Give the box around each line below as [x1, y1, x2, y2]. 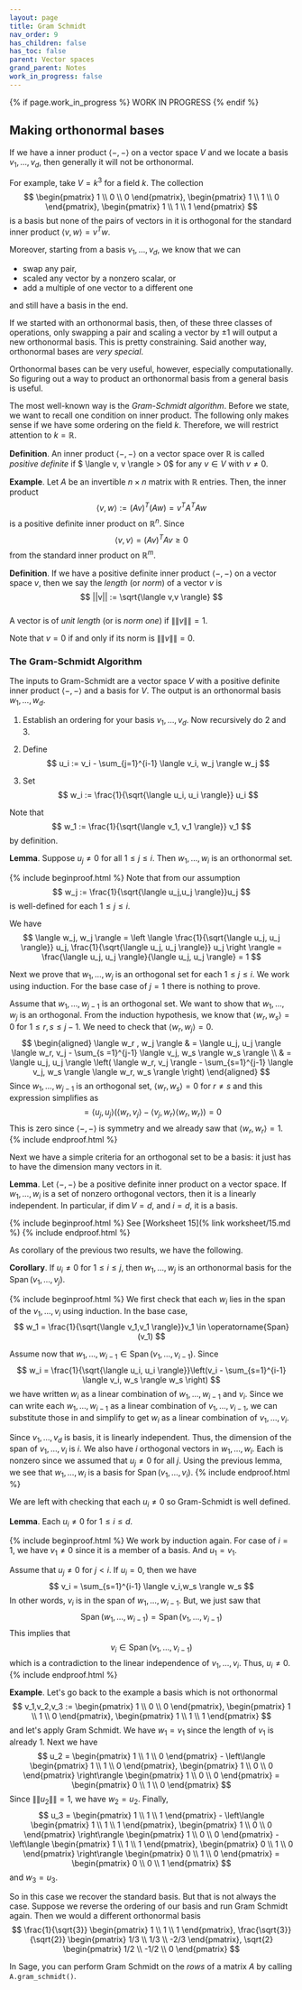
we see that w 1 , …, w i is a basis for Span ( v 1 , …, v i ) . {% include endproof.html [9, 1467, 290, 1480]
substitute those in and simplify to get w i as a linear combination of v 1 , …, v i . [9, 1412, 290, 1425]
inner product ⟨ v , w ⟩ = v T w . [9, 225, 111, 237]
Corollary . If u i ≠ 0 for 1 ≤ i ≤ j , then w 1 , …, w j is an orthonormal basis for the [9, 1263, 292, 1275]
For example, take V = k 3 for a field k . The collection [9, 176, 205, 189]
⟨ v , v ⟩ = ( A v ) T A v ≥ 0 [114, 532, 189, 545]
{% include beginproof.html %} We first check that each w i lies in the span [9, 1293, 286, 1307]
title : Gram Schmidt [9, 22, 87, 31]
